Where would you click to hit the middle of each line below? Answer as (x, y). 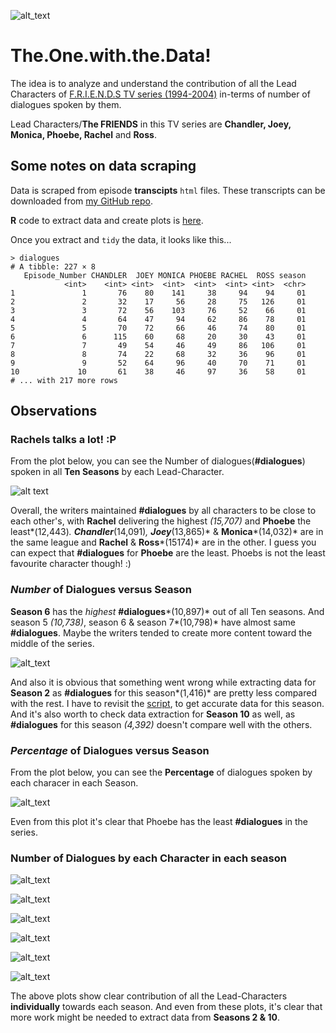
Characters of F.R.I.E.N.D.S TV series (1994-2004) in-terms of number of (160, 94)
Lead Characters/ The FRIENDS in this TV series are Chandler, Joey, (151, 124)
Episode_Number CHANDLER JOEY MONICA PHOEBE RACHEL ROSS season (165, 275)
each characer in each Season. (74, 783)
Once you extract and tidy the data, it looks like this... (121, 239)
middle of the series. (52, 643)
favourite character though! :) (71, 564)
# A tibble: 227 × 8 (53, 266)
